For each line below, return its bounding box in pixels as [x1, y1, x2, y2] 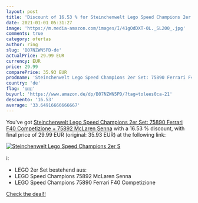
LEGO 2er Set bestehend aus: [14, 166, 87, 173]
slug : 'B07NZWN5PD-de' [6, 47, 62, 53]
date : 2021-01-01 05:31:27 [6, 20, 72, 25]
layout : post [6, 8, 38, 15]
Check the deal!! [6, 190, 46, 197]
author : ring [6, 42, 38, 48]
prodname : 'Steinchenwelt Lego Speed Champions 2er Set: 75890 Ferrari [6, 75, 186, 80]
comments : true [6, 31, 44, 37]
